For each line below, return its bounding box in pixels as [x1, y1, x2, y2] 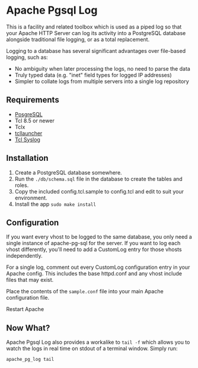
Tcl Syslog [14, 136, 40, 143]
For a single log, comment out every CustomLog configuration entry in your [6, 264, 190, 271]
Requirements [6, 95, 59, 105]
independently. [6, 252, 43, 259]
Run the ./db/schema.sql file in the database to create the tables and [14, 175, 183, 182]
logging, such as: [6, 53, 49, 61]
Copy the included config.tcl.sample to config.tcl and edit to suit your [14, 188, 184, 195]
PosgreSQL [14, 110, 43, 118]
